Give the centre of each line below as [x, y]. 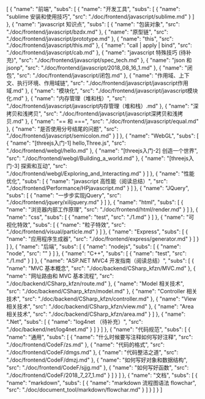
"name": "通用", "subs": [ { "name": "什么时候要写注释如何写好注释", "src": [100, 337]
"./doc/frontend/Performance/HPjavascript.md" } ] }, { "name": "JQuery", [98, 188]
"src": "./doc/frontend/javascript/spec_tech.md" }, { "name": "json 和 [105, 60]
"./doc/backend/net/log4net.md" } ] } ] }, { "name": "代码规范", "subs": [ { [99, 329]
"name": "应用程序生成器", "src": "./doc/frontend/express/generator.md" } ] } [103, 239]
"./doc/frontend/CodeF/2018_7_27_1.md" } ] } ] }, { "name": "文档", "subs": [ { [102, 375]
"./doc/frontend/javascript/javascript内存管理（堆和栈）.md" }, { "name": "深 [102, 106]
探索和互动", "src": [44, 166]
